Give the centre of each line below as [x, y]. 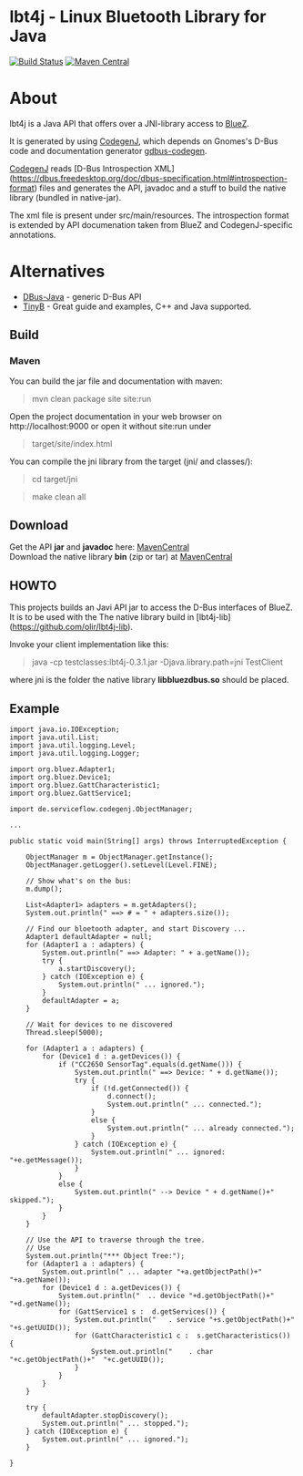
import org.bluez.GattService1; [71, 793]
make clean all [59, 496]
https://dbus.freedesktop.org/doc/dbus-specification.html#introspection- [150, 178]
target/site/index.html [72, 443]
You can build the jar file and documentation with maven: [116, 381]
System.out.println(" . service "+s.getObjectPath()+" [185, 1319]
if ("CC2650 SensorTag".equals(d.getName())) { [150, 1064]
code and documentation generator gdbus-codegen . [108, 150]
